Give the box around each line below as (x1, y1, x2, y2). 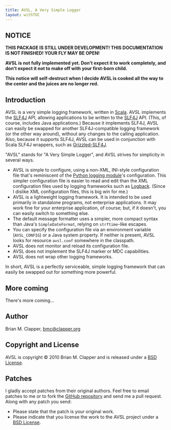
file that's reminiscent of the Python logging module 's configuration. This (12, 172, 166, 179)
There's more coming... (5, 297, 55, 303)
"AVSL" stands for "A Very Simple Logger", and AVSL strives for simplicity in (5, 152, 165, 158)
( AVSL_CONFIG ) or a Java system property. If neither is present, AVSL (12, 232, 155, 238)
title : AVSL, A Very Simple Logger (5, 7, 81, 13)
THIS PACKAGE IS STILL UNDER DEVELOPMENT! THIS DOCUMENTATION (5, 44, 163, 51)
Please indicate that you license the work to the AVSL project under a (12, 414, 159, 420)
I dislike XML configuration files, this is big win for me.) (12, 188, 129, 195)
